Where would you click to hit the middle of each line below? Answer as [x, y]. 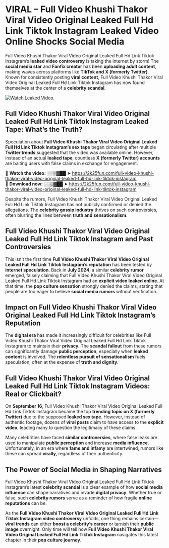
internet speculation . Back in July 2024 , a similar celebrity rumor [74, 270]
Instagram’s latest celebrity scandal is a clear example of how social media [84, 487]
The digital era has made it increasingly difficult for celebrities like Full [78, 335]
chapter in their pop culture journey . [43, 540]
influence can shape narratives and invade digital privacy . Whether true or [84, 493]
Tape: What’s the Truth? [44, 129]
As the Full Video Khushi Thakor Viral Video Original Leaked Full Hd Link [82, 513]
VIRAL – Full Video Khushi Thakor [76, 9]
